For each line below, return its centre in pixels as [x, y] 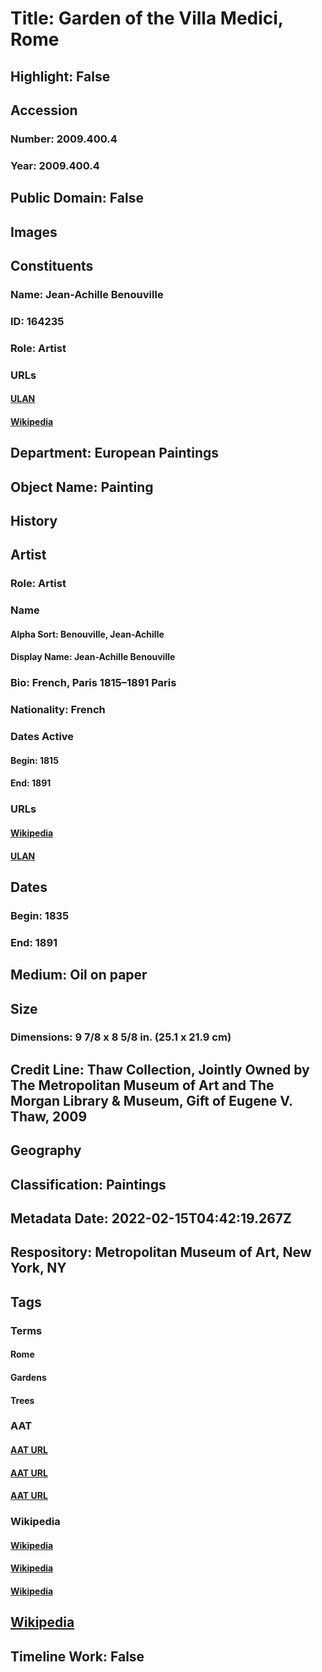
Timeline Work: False [77, 1656]
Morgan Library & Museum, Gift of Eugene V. [151, 1100]
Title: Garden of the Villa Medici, [147, 18]
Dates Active [42, 737]
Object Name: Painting [82, 487]
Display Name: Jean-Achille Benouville [93, 657]
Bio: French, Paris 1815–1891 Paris [93, 683]
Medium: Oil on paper [79, 975]
